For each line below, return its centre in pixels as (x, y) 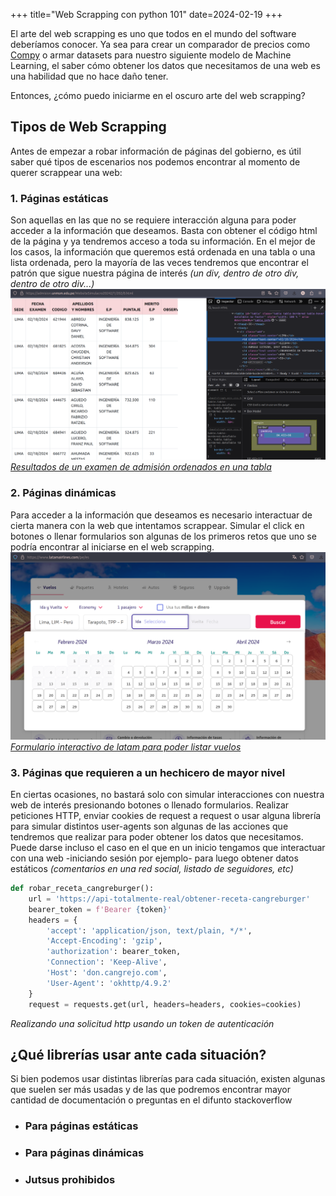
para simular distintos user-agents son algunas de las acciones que (149, 826)
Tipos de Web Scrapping (88, 127)
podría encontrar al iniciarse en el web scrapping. (112, 546)
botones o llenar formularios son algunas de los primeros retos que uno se (163, 536)
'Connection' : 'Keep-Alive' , (107, 962)
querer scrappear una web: (66, 172)
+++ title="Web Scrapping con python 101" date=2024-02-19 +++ (146, 14)
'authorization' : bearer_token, (114, 952)
